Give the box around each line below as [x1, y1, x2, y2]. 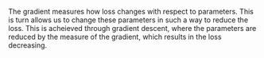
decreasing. [8, 41, 48, 50]
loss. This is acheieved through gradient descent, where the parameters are [8, 24, 257, 33]
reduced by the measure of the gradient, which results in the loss [8, 32, 222, 41]
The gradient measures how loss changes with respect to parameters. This [8, 7, 254, 16]
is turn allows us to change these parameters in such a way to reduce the [8, 15, 249, 25]
